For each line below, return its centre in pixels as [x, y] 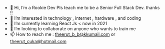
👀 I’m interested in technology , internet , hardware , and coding [75, 18]
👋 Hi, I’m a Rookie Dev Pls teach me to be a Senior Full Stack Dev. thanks [85, 8]
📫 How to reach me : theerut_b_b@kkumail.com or [62, 34]
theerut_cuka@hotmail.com [38, 41]
